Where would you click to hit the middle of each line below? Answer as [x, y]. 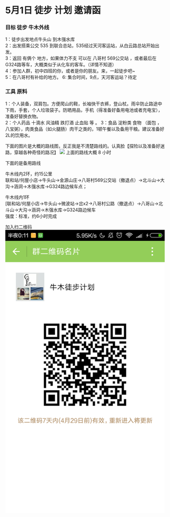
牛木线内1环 [17, 197]
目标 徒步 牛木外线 [27, 27]
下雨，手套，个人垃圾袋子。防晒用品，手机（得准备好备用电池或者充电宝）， [84, 110]
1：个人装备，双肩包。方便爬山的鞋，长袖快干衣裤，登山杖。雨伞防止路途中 [84, 104]
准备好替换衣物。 [23, 116]
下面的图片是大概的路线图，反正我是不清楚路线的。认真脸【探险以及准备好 [83, 146]
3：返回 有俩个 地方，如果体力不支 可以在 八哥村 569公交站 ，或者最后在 [81, 58]
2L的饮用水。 [19, 135]
